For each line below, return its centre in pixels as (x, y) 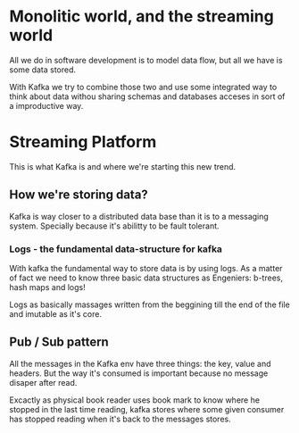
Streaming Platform (83, 142)
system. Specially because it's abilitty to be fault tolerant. (115, 226)
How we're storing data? (79, 195)
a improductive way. (46, 105)
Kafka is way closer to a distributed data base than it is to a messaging (139, 216)
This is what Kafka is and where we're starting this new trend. (123, 166)
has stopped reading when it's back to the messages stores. (120, 419)
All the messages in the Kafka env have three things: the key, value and (140, 363)
